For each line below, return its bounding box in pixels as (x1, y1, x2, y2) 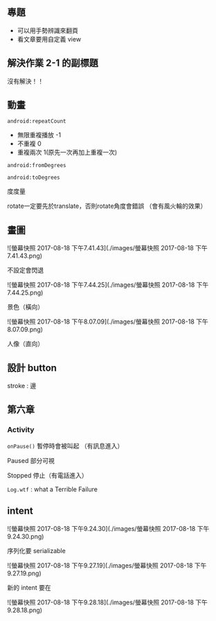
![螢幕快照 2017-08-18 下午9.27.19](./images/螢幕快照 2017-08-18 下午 (7, 561, 207, 570)
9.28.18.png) (7, 606, 43, 614)
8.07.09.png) (7, 325, 44, 334)
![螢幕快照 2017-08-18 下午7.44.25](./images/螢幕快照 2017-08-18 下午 (7, 281, 209, 289)
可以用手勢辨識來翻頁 (17, 26, 78, 35)
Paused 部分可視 (7, 456, 55, 464)
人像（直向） (7, 340, 44, 348)
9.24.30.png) (7, 532, 44, 541)
